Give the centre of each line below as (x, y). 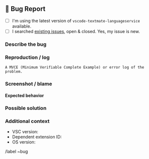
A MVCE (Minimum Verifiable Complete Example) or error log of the (75, 68)
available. (22, 26)
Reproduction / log (27, 57)
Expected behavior (25, 95)
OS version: (24, 142)
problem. (14, 72)
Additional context (27, 121)
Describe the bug (26, 44)
